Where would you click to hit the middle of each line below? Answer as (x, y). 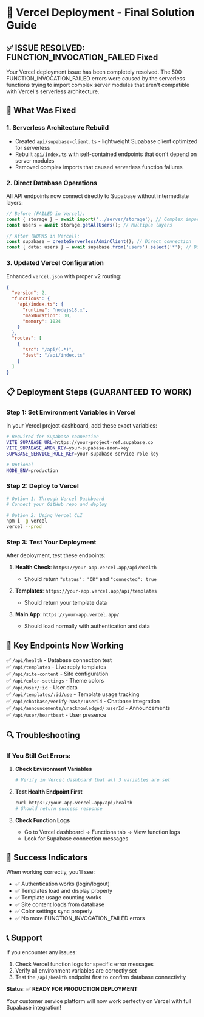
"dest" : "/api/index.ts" (54, 356)
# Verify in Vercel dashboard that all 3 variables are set (93, 780)
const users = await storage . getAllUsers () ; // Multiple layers (89, 225)
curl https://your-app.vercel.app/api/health (73, 803)
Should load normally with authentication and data (87, 626)
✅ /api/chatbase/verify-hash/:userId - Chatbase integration (83, 701)
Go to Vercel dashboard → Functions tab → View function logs (102, 832)
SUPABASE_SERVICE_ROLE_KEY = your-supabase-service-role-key (83, 454)
